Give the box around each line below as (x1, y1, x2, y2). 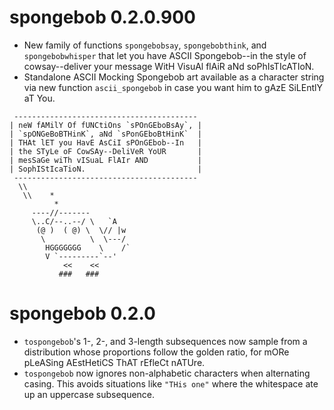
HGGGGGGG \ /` (45, 242, 131, 253)
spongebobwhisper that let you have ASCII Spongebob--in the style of (23, 49, 307, 61)
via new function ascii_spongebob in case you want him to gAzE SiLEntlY (23, 81, 323, 93)
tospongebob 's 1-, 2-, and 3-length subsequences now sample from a (23, 335, 308, 347)
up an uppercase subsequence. (23, 388, 156, 400)
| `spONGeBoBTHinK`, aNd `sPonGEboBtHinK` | (9, 129, 202, 139)
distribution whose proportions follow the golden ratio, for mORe (23, 346, 290, 358)
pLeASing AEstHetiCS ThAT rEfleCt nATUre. (23, 356, 206, 368)
